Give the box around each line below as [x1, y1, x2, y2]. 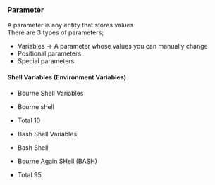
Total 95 [17, 170, 42, 179]
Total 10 [17, 116, 41, 125]
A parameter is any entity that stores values [7, 21, 134, 30]
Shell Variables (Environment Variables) [7, 72, 127, 82]
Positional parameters [17, 49, 82, 58]
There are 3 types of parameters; [7, 28, 104, 37]
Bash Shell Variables [17, 129, 78, 138]
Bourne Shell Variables [17, 89, 84, 97]
